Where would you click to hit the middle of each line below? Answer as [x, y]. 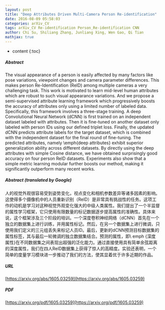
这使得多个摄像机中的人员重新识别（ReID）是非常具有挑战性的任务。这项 [79, 199]
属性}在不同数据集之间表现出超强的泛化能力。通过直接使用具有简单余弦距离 [81, 242]
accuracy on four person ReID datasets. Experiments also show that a [76, 158]
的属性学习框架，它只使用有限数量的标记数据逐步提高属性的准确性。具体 [78, 212]
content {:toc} [26, 51]
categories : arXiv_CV [27, 23]
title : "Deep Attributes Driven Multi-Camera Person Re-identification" [81, 14]
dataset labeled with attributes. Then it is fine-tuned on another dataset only [82, 122]
